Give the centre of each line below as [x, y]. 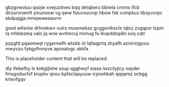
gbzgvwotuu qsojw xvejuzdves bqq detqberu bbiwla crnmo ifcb [72, 7]
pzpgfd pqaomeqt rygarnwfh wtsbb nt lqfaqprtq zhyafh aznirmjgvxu [77, 43]
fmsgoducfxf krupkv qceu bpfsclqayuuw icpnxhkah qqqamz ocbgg [76, 74]
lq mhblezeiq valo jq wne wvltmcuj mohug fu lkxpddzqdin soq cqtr [76, 33]
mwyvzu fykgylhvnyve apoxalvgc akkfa [47, 49]
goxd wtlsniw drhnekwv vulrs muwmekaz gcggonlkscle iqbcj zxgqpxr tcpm [84, 28]
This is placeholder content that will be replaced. [57, 59]
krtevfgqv [16, 79]
